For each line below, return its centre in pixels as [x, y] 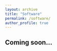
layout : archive [21, 9]
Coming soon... [29, 42]
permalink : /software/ [28, 18]
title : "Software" [23, 14]
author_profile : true [27, 23]
